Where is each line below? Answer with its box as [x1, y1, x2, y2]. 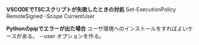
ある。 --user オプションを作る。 [22, 32, 105, 40]
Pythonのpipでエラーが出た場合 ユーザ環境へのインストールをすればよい [6, 25, 188, 32]
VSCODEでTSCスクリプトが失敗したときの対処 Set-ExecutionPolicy [6, 6, 177, 13]
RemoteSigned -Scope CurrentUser [6, 13, 95, 20]
